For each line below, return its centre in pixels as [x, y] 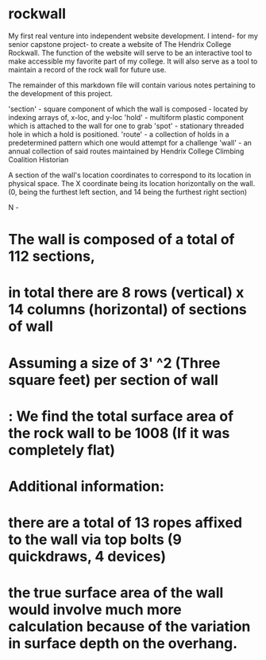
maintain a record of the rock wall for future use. [87, 69]
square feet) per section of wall [113, 380]
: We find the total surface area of [121, 416]
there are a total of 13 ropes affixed [125, 523]
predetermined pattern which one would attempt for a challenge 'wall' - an [130, 142]
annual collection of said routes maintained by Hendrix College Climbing [126, 151]
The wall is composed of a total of [121, 240]
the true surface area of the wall [116, 593]
